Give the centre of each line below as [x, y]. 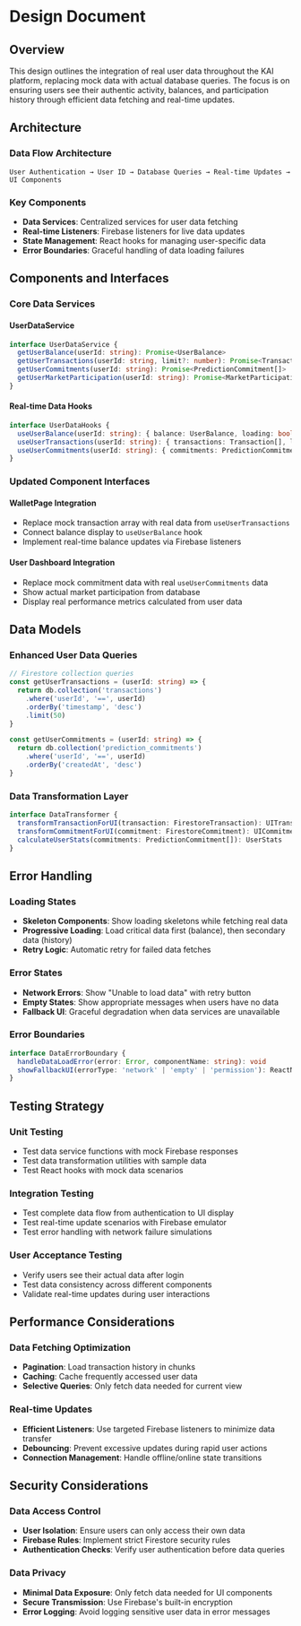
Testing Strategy [57, 1106]
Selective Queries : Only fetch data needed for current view [132, 1386]
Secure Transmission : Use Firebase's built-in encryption [127, 1602]
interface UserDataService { [64, 344]
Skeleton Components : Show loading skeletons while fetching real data [155, 921]
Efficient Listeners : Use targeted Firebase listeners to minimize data [149, 1429]
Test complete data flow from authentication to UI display [128, 1213]
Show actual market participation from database [111, 592]
